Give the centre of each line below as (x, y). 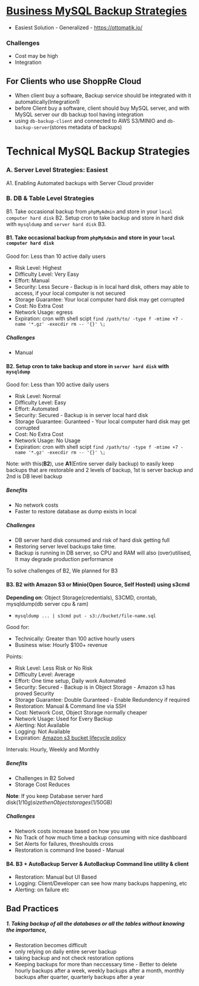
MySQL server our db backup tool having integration (79, 115)
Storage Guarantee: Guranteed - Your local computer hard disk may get (102, 421)
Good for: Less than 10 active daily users (56, 256)
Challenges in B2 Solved (45, 778)
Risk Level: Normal (38, 396)
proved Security (34, 694)
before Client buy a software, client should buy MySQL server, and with (102, 108)
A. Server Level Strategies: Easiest (57, 170)
